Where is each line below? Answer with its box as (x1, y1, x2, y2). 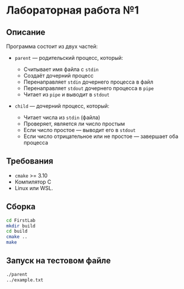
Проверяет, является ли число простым (23, 120, 125, 127)
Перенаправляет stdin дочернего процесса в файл (23, 78, 154, 85)
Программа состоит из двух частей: (6, 43, 98, 50)
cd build (6, 229, 28, 235)
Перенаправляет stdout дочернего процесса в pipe (23, 85, 154, 92)
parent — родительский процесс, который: (14, 54, 123, 61)
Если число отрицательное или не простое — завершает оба (23, 133, 179, 140)
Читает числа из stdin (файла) (23, 114, 101, 121)
